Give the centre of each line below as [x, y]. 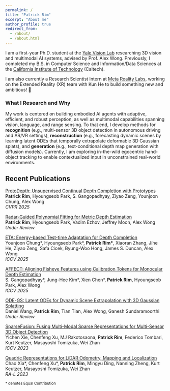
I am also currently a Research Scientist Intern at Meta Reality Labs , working [85, 79]
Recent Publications [38, 178]
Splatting [15, 306]
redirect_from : [21, 29]
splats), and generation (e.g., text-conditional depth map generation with [82, 146]
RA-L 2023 [17, 374]
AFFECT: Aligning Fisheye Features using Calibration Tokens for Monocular [84, 269]
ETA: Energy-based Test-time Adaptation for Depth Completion [71, 237]
